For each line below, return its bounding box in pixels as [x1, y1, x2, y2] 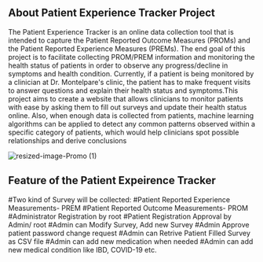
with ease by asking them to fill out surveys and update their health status [8, 102, 247, 112]
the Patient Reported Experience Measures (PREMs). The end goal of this [8, 43, 246, 54]
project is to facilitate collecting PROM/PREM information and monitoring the [8, 52, 255, 61]
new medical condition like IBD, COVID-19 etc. [8, 245, 157, 254]
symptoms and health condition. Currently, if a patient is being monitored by [8, 68, 254, 78]
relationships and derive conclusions [8, 135, 127, 145]
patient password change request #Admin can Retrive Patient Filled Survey [8, 228, 251, 238]
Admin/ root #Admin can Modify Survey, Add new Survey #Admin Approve [8, 220, 250, 229]
